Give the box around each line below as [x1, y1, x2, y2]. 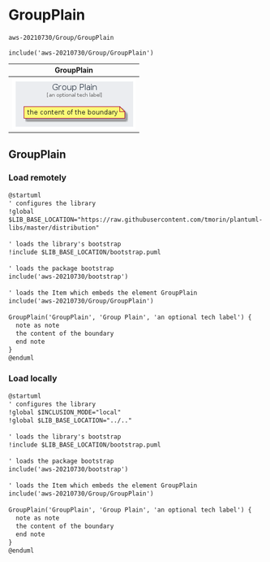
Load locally [8, 372, 58, 384]
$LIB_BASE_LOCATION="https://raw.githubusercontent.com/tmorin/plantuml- [8, 216, 264, 224]
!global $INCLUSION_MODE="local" [8, 408, 122, 416]
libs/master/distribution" [8, 224, 100, 232]
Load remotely [8, 172, 67, 183]
